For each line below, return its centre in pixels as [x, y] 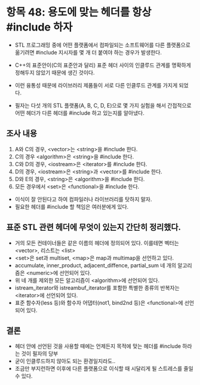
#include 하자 [39, 27]
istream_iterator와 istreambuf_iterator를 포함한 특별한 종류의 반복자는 [97, 288]
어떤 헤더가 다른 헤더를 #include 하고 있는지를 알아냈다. [79, 113]
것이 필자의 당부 [40, 354]
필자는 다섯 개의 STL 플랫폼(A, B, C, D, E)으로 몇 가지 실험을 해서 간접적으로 [103, 105]
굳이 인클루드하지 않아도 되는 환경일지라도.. [65, 361]
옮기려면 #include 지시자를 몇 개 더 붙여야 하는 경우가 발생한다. [88, 52]
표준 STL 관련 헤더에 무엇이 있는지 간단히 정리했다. [93, 227]
